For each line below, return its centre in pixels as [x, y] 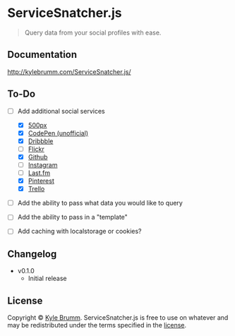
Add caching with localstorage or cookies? [80, 232]
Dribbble [41, 141]
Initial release [47, 278]
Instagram [43, 164]
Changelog [32, 254]
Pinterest [41, 181]
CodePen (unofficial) [58, 133]
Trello [36, 189]
